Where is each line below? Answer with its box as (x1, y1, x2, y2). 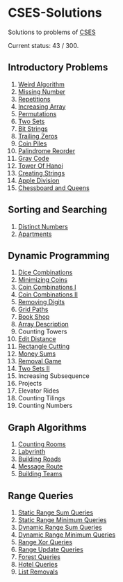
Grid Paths (17, 305, 49, 314)
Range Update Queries (17, 545, 84, 553)
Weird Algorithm (17, 80, 65, 88)
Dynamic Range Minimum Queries (17, 530, 116, 539)
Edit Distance (17, 335, 56, 343)
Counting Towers (17, 327, 67, 336)
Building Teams (17, 470, 63, 478)
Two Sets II (17, 364, 50, 373)
